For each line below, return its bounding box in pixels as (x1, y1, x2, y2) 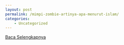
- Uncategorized (14, 21, 48, 26)
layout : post (5, 7, 32, 12)
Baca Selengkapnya (5, 34, 46, 40)
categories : (5, 16, 30, 21)
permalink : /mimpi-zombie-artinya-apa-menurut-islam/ (5, 12, 120, 17)
